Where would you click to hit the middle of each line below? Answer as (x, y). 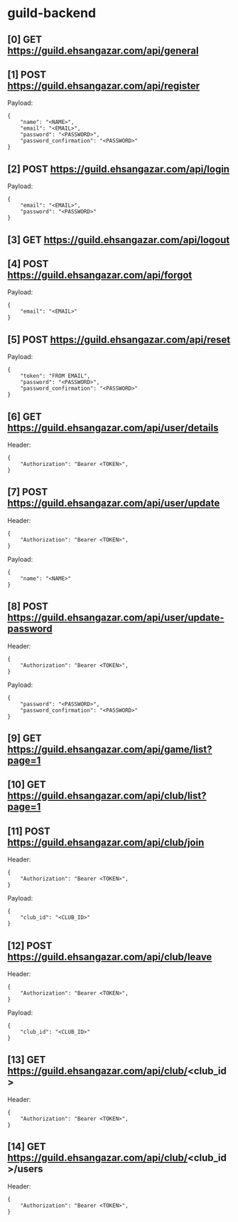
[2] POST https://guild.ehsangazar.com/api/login (118, 169)
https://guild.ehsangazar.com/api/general (103, 50)
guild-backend (52, 13)
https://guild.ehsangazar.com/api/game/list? (110, 750)
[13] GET (27, 1060)
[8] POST (28, 607)
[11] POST (29, 831)
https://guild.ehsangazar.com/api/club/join (106, 842)
